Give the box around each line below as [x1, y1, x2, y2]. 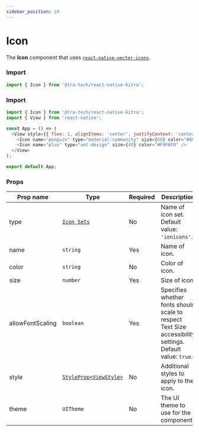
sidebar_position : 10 [6, 8, 60, 15]
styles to [161, 369, 185, 378]
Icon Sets [62, 218, 90, 225]
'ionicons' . [161, 233, 193, 241]
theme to [161, 401, 185, 410]
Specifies [161, 286, 187, 294]
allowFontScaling [9, 319, 57, 327]
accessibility [161, 330, 195, 338]
